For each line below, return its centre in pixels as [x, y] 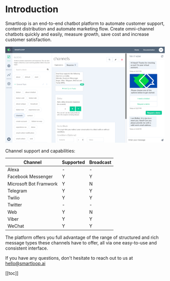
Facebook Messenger [30, 177]
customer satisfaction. [29, 40]
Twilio [14, 198]
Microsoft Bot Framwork [33, 184]
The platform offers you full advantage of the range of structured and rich [82, 237]
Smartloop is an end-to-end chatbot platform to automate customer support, [85, 23]
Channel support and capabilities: [40, 151]
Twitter [15, 205]
